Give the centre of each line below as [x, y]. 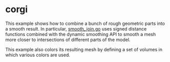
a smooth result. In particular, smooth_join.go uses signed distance [76, 28]
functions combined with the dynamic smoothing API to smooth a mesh [81, 34]
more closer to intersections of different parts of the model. [68, 40]
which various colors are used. [38, 55]
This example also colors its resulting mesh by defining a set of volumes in [84, 49]
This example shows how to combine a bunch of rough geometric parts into [85, 23]
